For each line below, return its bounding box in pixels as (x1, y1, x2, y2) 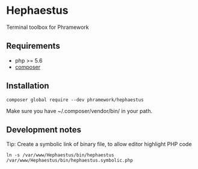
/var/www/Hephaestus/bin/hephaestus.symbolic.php (6, 158, 134, 164)
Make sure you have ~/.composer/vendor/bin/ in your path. (6, 107, 153, 114)
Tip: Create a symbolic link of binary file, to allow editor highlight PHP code (6, 141, 192, 148)
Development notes (6, 124, 81, 135)
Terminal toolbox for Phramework (6, 23, 89, 31)
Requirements (6, 41, 60, 51)
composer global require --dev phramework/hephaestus (6, 97, 144, 103)
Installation (6, 81, 49, 91)
